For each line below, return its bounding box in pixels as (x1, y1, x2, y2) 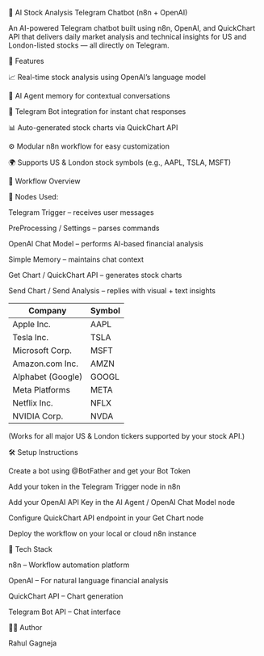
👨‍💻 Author (8, 623, 43, 632)
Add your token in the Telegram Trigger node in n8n (8, 481, 181, 491)
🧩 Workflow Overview (8, 176, 81, 186)
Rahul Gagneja (8, 638, 57, 648)
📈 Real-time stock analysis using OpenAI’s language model (8, 73, 207, 82)
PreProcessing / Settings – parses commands (8, 223, 160, 233)
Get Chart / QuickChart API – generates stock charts (8, 271, 182, 280)
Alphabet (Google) (12, 372, 83, 382)
